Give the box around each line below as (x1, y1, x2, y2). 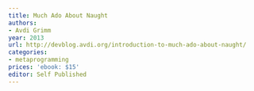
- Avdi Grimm (8, 26, 52, 34)
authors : (8, 19, 37, 27)
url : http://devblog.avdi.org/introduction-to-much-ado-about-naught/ (8, 41, 247, 49)
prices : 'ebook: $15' (8, 63, 80, 71)
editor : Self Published (8, 70, 87, 78)
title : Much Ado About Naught (8, 11, 109, 20)
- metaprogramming (8, 56, 69, 64)
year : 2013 (8, 33, 44, 42)
